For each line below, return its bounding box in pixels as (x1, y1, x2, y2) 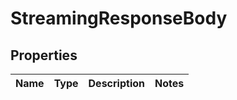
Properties (10, 47, 78, 64)
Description (88, 77, 145, 90)
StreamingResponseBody (10, 7, 228, 30)
